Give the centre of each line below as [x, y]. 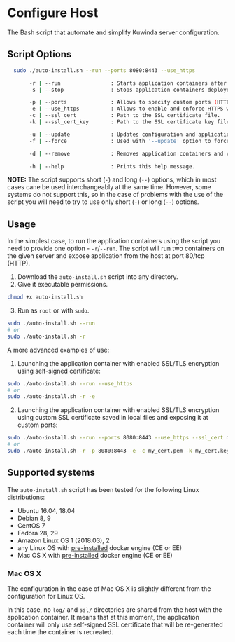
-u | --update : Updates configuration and [112, 135]
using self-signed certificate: [59, 371]
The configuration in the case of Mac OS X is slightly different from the [109, 589]
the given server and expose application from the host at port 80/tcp [106, 256]
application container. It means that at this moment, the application [103, 617]
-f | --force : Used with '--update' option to [120, 141]
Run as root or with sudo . [53, 310]
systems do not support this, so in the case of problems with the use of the [115, 195]
